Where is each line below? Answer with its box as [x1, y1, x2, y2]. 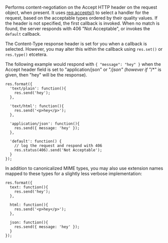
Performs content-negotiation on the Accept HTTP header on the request [5, 5, 157, 10]
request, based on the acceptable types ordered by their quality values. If [5, 15, 157, 21]
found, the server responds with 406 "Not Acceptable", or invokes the [5, 26, 150, 32]
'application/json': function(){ [10, 121, 80, 126]
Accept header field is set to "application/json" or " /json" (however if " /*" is [5, 66, 162, 72]
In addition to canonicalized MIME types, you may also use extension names [5, 166, 163, 171]
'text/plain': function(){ [10, 86, 66, 91]
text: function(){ [10, 185, 49, 190]
